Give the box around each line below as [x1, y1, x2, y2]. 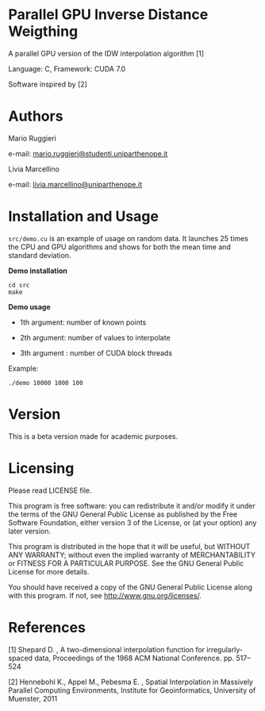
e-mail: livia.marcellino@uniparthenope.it [8, 179, 143, 189]
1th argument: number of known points [19, 317, 147, 327]
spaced [8, 653, 33, 663]
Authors [8, 107, 63, 125]
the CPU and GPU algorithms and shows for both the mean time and [8, 242, 232, 252]
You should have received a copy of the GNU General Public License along [8, 582, 252, 592]
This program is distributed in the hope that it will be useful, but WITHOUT [8, 541, 251, 551]
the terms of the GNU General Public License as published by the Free [8, 509, 238, 519]
